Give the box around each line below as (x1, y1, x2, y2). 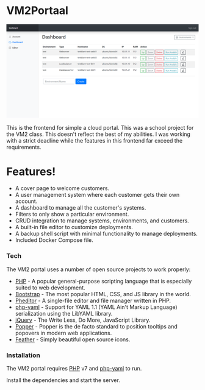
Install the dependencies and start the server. (6, 377, 120, 384)
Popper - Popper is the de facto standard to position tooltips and (15, 322, 178, 330)
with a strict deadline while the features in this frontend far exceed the (6, 136, 183, 144)
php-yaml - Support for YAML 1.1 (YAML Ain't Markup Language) (15, 303, 178, 311)
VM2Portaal (6, 4, 69, 18)
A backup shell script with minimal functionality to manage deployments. (15, 230, 198, 238)
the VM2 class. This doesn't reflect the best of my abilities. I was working (6, 130, 191, 138)
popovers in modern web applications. (15, 329, 112, 336)
